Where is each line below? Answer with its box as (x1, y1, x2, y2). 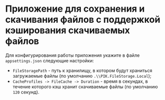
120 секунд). (12, 89, 40, 95)
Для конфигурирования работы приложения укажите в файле (5, 52, 140, 58)
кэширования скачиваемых (5, 25, 130, 36)
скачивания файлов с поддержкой (5, 14, 161, 25)
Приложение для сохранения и (5, 3, 145, 15)
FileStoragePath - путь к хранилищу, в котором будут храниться (12, 67, 152, 74)
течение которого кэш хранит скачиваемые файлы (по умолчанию (12, 83, 158, 89)
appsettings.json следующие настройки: (5, 57, 94, 63)
